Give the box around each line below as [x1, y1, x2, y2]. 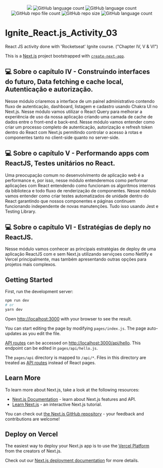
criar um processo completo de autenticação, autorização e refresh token [5, 124, 153, 130]
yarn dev [5, 307, 23, 312]
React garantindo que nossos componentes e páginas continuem [5, 198, 136, 204]
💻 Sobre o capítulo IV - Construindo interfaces [5, 68, 150, 76]
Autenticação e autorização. [5, 85, 93, 94]
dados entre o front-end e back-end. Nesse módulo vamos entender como [5, 119, 155, 125]
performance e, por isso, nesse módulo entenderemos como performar [5, 177, 148, 183]
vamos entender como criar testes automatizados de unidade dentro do [5, 193, 149, 199]
